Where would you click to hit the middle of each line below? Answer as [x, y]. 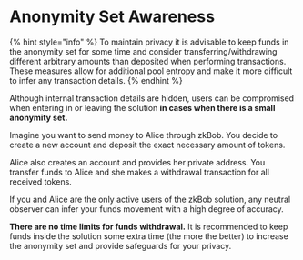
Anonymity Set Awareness [112, 17]
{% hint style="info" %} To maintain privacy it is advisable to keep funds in [149, 42]
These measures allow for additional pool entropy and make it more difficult [151, 71]
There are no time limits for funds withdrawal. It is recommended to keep [149, 226]
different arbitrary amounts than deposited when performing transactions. [148, 61]
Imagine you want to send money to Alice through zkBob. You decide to [144, 135]
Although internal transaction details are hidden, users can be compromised [151, 98]
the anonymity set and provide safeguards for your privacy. [121, 245]
